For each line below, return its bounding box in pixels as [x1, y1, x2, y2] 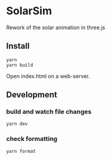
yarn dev [6, 121, 28, 127]
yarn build [6, 62, 33, 68]
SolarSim [6, 4, 53, 18]
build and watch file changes [6, 108, 92, 116]
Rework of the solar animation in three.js [6, 24, 106, 31]
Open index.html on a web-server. [6, 73, 90, 80]
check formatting [6, 135, 58, 143]
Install [6, 41, 30, 51]
